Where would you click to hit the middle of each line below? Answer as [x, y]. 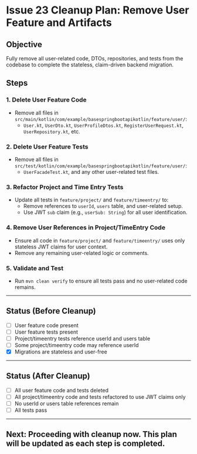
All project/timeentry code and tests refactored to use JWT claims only [100, 396]
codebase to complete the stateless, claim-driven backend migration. [90, 65]
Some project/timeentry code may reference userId [77, 345]
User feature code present [47, 325]
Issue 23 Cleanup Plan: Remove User [98, 10]
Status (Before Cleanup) [51, 311]
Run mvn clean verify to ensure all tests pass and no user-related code [101, 281]
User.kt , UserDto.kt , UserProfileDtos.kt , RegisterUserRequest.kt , [103, 125]
